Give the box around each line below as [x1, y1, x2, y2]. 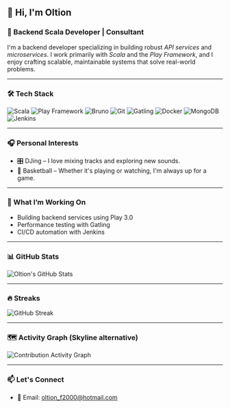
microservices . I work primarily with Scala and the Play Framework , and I [7, 50, 214, 58]
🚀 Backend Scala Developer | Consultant [7, 27, 144, 37]
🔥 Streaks [7, 293, 40, 302]
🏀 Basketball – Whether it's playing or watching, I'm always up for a [16, 167, 207, 175]
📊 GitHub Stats [7, 252, 60, 261]
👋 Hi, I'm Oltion [7, 7, 72, 19]
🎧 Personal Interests [7, 138, 79, 147]
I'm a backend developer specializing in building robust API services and [7, 43, 212, 51]
